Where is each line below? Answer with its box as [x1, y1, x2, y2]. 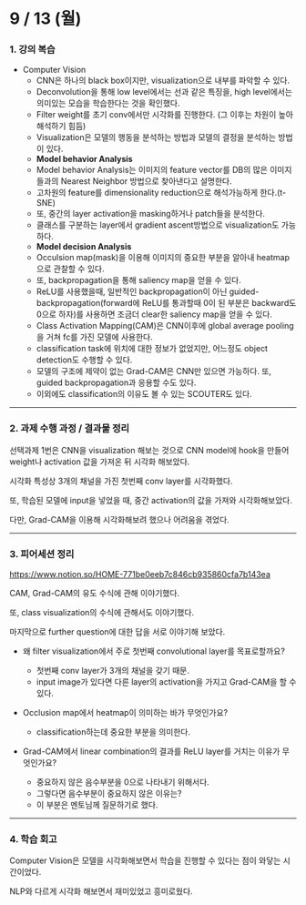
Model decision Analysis [36, 241, 132, 252]
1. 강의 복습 [9, 43, 56, 56]
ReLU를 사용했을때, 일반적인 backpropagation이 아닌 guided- [36, 286, 260, 297]
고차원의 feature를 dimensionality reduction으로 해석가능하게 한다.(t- [36, 188, 287, 198]
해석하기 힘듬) [36, 120, 87, 132]
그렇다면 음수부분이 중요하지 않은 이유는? [36, 788, 182, 799]
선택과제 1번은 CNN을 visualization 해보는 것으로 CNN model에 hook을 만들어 [9, 444, 290, 455]
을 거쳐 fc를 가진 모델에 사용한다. [36, 331, 153, 342]
